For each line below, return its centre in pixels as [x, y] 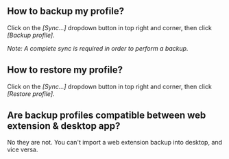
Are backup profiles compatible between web [107, 115]
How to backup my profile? [66, 11]
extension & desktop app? [64, 126]
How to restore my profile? [65, 70]
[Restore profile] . [31, 94]
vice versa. [23, 149]
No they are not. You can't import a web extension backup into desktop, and [115, 143]
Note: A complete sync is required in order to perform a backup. [98, 48]
